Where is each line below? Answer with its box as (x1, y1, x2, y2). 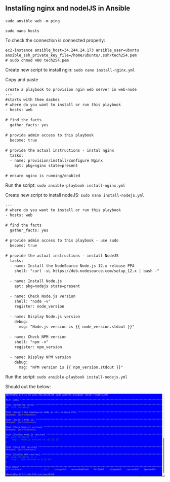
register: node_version (14, 304, 65, 309)
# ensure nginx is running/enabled (5, 173, 80, 178)
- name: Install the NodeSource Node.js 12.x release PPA (10, 263, 135, 268)
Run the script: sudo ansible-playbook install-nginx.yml (5, 182, 125, 188)
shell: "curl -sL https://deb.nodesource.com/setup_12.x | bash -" (14, 268, 159, 273)
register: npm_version (14, 345, 62, 350)
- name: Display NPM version (10, 355, 71, 360)
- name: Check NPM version (10, 334, 67, 339)
